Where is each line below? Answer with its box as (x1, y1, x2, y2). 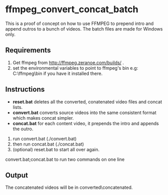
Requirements (5, 46, 51, 54)
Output (5, 171, 28, 179)
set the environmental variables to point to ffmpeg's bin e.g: (12, 65, 138, 71)
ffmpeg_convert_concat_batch (5, 4, 138, 15)
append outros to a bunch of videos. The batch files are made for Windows (5, 25, 163, 32)
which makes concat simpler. (12, 115, 74, 121)
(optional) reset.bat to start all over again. (12, 146, 100, 152)
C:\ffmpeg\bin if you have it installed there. (12, 70, 103, 76)
